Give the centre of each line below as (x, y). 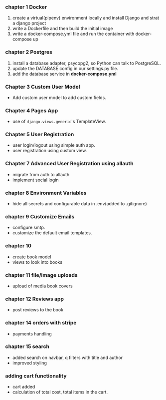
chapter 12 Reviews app (34, 299)
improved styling (30, 363)
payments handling (32, 333)
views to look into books (37, 262)
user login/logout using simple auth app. (54, 145)
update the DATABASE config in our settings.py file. (65, 68)
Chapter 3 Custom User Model (43, 87)
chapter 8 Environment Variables (46, 193)
